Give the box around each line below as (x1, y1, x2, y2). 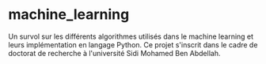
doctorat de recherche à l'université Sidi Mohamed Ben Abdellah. (8, 48, 221, 58)
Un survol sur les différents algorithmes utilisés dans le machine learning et (8, 32, 254, 41)
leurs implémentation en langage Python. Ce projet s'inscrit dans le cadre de (8, 40, 258, 49)
